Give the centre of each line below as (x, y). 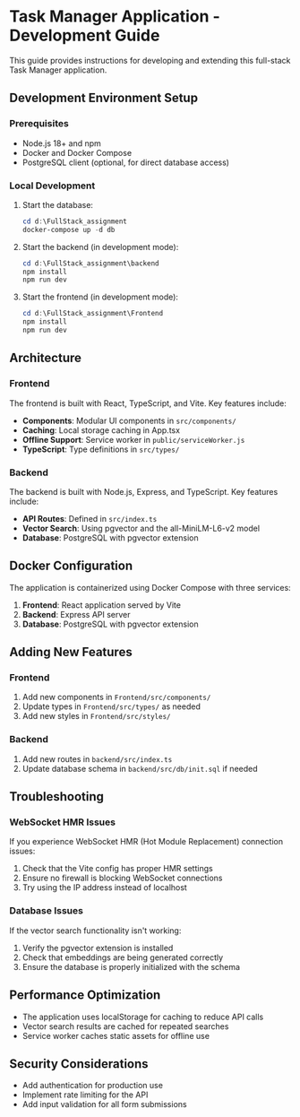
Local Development (52, 186)
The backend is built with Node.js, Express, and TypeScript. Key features (144, 491)
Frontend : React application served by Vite (102, 605)
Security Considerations (79, 1064)
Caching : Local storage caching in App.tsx (101, 430)
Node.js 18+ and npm (61, 143)
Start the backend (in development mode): (100, 247)
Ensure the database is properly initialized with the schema (131, 966)
